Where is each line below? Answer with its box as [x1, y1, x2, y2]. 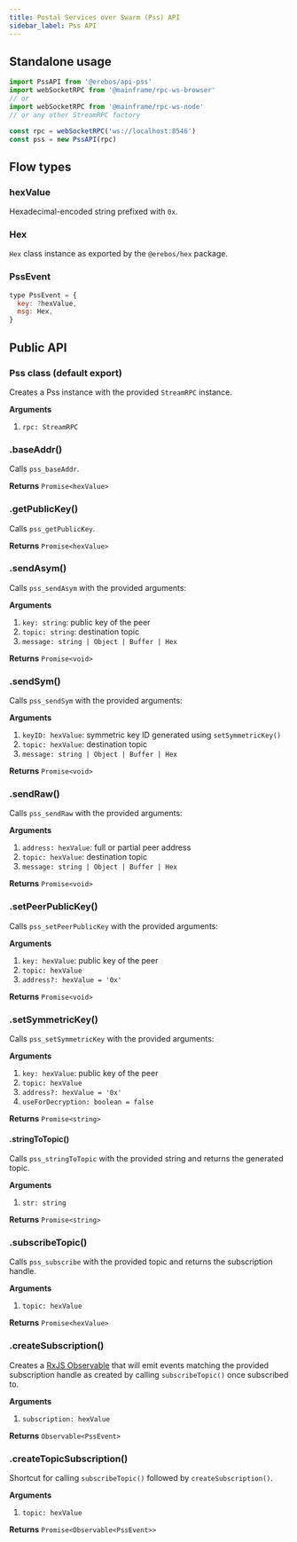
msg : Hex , [17, 307, 53, 316]
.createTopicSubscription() [9, 1452, 129, 1465]
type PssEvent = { [9, 290, 77, 300]
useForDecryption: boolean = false [21, 1097, 154, 1106]
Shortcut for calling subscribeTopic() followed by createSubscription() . [9, 1473, 273, 1483]
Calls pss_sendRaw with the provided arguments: [9, 808, 184, 819]
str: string [21, 1199, 66, 1208]
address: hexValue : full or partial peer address [21, 842, 191, 853]
